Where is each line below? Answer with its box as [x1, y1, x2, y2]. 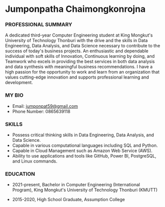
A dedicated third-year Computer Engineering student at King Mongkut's [5, 32, 153, 38]
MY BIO [5, 92, 24, 99]
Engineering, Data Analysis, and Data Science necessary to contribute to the [5, 43, 161, 49]
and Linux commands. [12, 158, 58, 164]
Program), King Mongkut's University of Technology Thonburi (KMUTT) [12, 187, 158, 193]
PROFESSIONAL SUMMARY [5, 21, 72, 28]
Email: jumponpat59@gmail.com [12, 103, 78, 109]
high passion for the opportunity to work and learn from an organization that [5, 69, 160, 75]
